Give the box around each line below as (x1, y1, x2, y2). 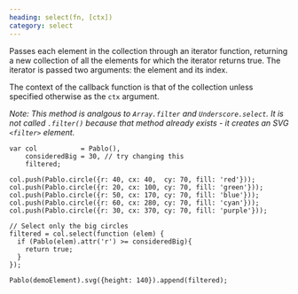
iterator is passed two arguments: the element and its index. (9, 64, 228, 75)
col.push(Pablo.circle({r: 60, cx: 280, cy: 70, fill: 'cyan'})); (9, 198, 260, 207)
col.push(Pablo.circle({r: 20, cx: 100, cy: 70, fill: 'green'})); (9, 182, 264, 191)
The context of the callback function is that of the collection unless (9, 81, 254, 92)
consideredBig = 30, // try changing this (25, 151, 184, 160)
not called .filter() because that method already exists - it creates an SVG (9, 117, 289, 128)
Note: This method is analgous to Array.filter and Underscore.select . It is (9, 108, 284, 119)
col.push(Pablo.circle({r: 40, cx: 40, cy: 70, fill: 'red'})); (9, 174, 255, 184)
